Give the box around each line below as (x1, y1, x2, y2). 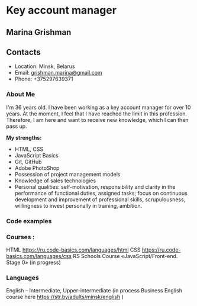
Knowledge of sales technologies (14, 177, 96, 184)
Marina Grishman (6, 27, 72, 37)
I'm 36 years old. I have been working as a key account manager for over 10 (6, 104, 191, 111)
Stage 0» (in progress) (6, 259, 61, 266)
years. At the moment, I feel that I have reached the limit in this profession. (6, 110, 188, 117)
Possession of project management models (14, 170, 121, 178)
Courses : (6, 233, 35, 241)
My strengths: (6, 134, 42, 141)
